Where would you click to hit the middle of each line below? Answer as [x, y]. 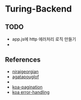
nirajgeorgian [25, 71]
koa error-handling [31, 92]
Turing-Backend [39, 9]
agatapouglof [25, 77]
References [23, 60]
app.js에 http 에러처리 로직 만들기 [44, 39]
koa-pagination [27, 87]
